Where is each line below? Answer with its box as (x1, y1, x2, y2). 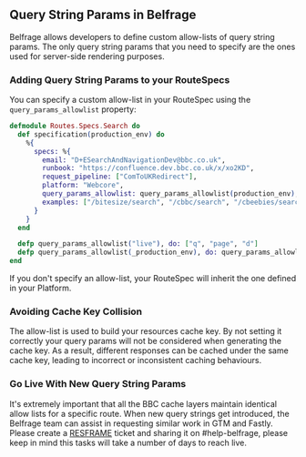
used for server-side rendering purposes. (9, 50, 166, 62)
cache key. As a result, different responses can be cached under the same (9, 345, 289, 356)
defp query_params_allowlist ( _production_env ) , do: (17, 248, 219, 258)
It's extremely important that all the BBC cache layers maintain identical (9, 398, 278, 409)
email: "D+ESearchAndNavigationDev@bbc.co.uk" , (42, 155, 226, 165)
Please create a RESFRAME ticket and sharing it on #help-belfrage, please (9, 427, 289, 438)
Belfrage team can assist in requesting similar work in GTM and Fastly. (9, 418, 273, 429)
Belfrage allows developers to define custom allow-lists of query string (9, 31, 275, 42)
